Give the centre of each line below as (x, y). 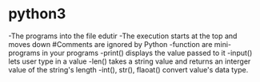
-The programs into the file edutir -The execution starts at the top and (123, 36)
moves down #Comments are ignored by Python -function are (110, 44)
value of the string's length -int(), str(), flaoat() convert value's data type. (128, 69)
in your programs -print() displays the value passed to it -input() (147, 53)
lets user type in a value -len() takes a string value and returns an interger (130, 61)
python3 (37, 14)
